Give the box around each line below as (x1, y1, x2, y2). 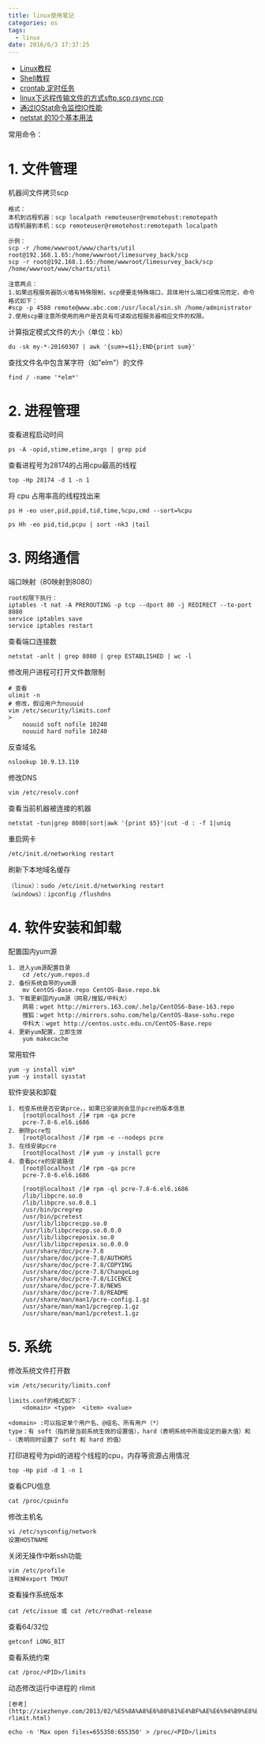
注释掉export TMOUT (8, 1575, 69, 1583)
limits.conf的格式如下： (8, 1396, 83, 1404)
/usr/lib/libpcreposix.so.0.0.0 (22, 1240, 129, 1248)
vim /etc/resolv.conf (8, 788, 80, 796)
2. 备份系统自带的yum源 (8, 979, 77, 987)
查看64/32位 (8, 1622, 49, 1631)
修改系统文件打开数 (8, 1366, 71, 1375)
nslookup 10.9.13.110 (8, 757, 80, 766)
